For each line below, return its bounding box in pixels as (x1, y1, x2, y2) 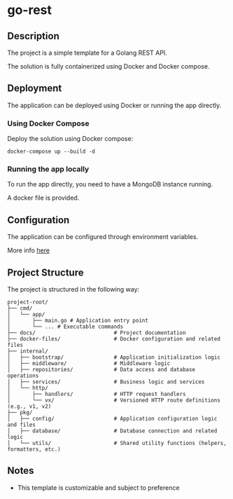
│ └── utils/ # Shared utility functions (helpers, (7, 440, 227, 447)
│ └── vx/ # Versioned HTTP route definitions (7, 397, 220, 404)
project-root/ (7, 299, 49, 306)
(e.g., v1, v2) (7, 403, 52, 410)
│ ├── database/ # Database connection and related (7, 428, 218, 435)
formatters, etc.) (7, 446, 61, 453)
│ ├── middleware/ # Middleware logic (7, 360, 171, 367)
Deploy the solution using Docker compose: (7, 135, 134, 143)
